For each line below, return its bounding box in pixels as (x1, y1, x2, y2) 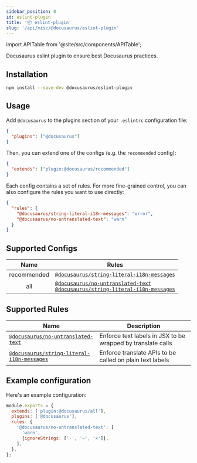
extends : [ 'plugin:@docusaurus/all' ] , (11, 408, 107, 414)
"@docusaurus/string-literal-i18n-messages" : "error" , (16, 210, 154, 217)
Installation (6, 69, 48, 79)
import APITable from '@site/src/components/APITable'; (6, 41, 142, 48)
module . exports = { (6, 403, 54, 408)
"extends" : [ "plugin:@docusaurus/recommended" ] (11, 166, 130, 172)
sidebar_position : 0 (6, 8, 57, 15)
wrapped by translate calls (99, 339, 172, 347)
